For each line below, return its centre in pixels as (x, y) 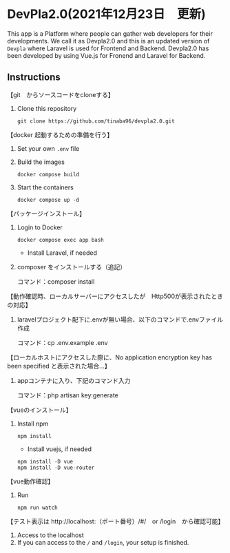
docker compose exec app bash (61, 240)
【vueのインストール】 (40, 410)
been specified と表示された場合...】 (59, 366)
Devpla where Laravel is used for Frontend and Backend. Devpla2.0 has (108, 48)
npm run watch (37, 508)
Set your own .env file (48, 148)
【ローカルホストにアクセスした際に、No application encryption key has (109, 357)
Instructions (34, 77)
